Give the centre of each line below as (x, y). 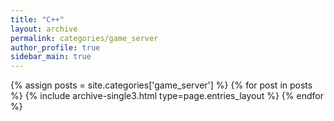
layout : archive (44, 29)
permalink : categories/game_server (84, 38)
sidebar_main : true (51, 57)
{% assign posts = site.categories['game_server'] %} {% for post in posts (161, 85)
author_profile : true (55, 47)
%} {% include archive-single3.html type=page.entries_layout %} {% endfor (167, 96)
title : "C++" (37, 19)
